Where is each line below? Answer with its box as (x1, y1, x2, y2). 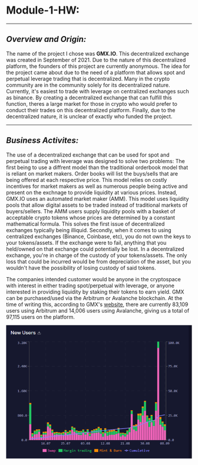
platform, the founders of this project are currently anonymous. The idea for (6, 63, 190, 70)
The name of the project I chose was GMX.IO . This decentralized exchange (6, 50, 190, 57)
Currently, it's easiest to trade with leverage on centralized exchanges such (6, 87, 190, 95)
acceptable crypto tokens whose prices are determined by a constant (6, 214, 176, 221)
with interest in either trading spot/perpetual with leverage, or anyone (6, 282, 175, 289)
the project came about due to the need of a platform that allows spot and (6, 69, 186, 76)
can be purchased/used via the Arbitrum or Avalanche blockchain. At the (6, 294, 183, 301)
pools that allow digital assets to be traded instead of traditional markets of (6, 201, 187, 209)
